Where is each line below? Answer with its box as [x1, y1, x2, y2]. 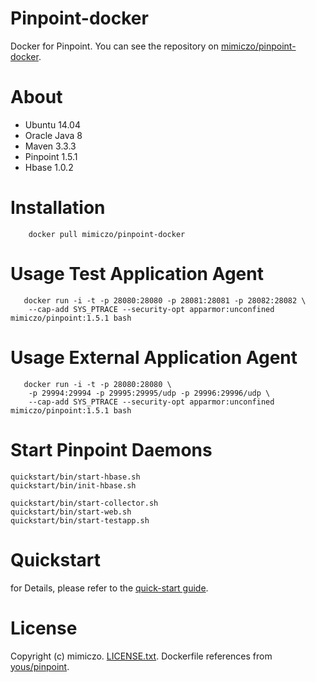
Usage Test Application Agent [10, 263, 264, 285]
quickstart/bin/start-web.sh [10, 507, 132, 517]
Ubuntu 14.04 [24, 118, 81, 131]
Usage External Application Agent [10, 346, 298, 369]
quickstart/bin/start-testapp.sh [10, 515, 150, 526]
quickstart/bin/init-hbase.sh [10, 480, 137, 491]
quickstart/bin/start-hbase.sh [10, 472, 141, 482]
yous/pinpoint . [10, 660, 70, 672]
